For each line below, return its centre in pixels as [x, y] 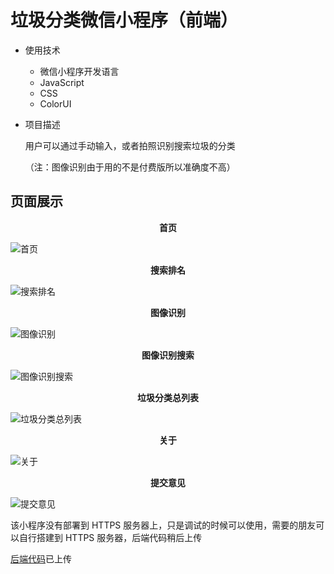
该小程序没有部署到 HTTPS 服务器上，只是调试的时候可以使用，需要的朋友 [163, 525]
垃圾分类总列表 [168, 397]
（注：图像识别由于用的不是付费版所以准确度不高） [130, 167]
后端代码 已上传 [41, 558]
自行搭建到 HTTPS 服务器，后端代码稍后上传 [110, 537]
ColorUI [55, 103]
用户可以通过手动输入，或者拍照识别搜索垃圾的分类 [130, 145]
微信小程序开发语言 [79, 71]
